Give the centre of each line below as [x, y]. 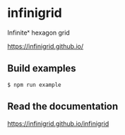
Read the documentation [63, 106]
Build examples [42, 69]
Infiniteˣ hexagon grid [39, 33]
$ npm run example [34, 85]
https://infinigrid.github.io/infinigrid [58, 123]
